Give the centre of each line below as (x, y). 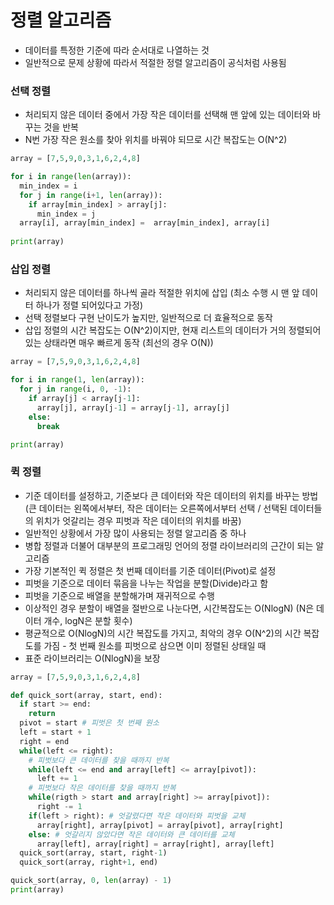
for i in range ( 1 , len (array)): (77, 380)
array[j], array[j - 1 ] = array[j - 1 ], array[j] (133, 407)
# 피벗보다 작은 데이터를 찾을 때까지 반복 (102, 788)
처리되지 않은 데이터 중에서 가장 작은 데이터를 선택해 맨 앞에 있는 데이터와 (167, 115)
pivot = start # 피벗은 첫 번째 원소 (89, 723)
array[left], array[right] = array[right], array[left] (155, 844)
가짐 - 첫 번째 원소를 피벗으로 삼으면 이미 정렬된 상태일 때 (155, 645)
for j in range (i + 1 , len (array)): (91, 195)
